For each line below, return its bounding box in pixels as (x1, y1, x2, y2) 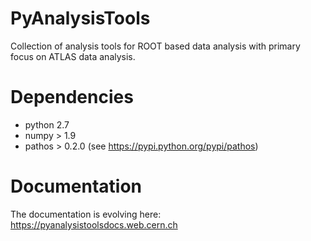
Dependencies (10, 86, 134, 109)
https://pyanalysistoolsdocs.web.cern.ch (10, 218, 178, 231)
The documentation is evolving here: (10, 208, 162, 220)
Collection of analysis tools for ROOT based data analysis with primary (10, 40, 301, 52)
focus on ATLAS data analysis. (10, 50, 136, 62)
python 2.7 (24, 118, 70, 131)
